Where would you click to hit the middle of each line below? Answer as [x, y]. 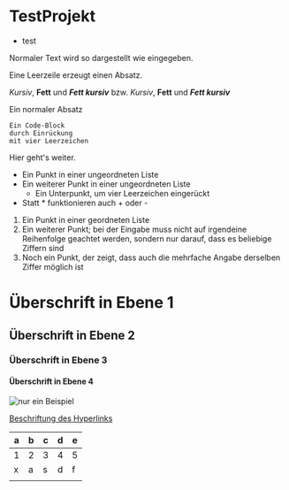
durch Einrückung [41, 133]
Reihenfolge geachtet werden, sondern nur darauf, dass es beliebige [147, 238]
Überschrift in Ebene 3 [58, 360]
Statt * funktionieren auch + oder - [85, 203]
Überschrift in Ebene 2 [72, 335]
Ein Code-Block [37, 126]
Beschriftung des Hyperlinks [61, 418]
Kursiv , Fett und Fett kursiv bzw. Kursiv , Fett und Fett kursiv [120, 92]
